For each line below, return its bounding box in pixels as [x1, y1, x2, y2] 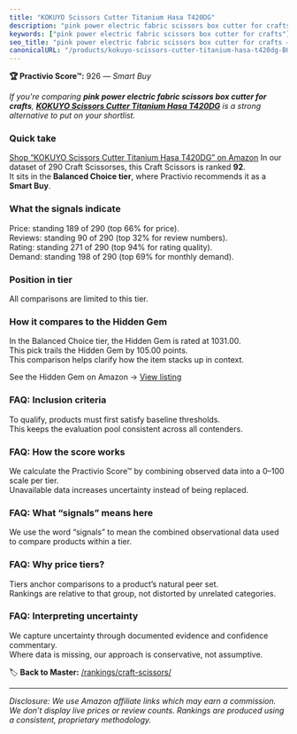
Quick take [9, 132, 57, 144]
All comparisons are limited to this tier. [9, 293, 148, 304]
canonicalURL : [9, 46, 62, 55]
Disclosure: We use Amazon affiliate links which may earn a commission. [9, 695, 277, 706]
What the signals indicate [9, 203, 121, 215]
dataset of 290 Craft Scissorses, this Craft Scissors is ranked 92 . [9, 161, 246, 173]
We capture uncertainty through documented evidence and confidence [9, 630, 269, 641]
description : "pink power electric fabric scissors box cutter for [9, 21, 263, 30]
